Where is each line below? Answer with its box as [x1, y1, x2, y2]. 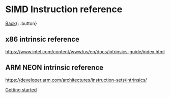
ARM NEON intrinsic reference [5, 63, 104, 72]
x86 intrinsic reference [5, 35, 80, 44]
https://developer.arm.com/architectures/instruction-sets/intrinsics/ [5, 77, 147, 83]
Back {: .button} [5, 20, 37, 26]
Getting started [5, 86, 37, 92]
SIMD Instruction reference [5, 4, 123, 15]
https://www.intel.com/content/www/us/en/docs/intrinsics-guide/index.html [5, 48, 165, 54]
